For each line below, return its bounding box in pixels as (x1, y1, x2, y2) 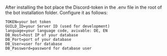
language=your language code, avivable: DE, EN (5, 28, 108, 33)
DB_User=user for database (5, 41, 62, 46)
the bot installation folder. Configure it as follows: (5, 10, 108, 16)
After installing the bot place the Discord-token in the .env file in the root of (5, 5, 162, 10)
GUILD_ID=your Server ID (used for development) (5, 24, 110, 29)
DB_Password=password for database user (5, 46, 92, 51)
